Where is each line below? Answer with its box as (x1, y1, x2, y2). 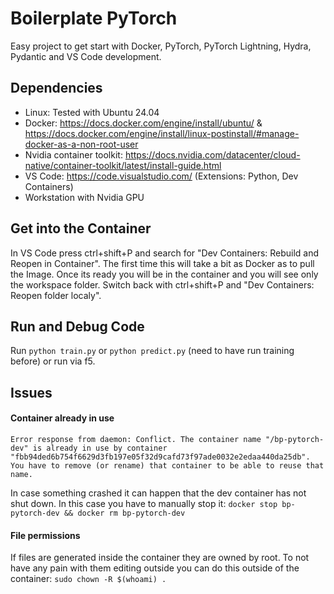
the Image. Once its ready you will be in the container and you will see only (10, 268, 319, 280)
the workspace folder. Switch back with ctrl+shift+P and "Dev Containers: (10, 278, 315, 291)
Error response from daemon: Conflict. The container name (10, 434, 262, 444)
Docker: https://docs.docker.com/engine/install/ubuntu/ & (24, 117, 263, 129)
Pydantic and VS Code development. (10, 50, 162, 62)
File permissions (10, 529, 81, 541)
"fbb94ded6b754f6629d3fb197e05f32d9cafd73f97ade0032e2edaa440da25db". (10, 452, 311, 462)
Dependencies (10, 80, 103, 97)
